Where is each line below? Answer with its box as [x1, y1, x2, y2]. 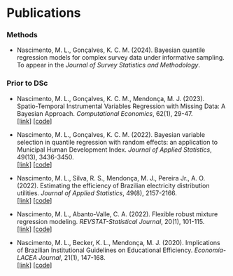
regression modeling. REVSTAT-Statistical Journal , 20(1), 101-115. [16, 217, 205, 225]
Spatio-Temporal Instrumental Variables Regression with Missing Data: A [16, 102, 226, 110]
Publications [6, 5, 81, 21]
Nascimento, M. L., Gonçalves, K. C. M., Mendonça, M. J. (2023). [16, 94, 205, 103]
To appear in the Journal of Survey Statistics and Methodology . [16, 61, 201, 70]
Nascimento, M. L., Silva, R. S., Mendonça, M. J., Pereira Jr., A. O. [16, 173, 206, 182]
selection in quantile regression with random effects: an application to [16, 138, 218, 146]
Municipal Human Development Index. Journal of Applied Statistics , [16, 145, 213, 154]
